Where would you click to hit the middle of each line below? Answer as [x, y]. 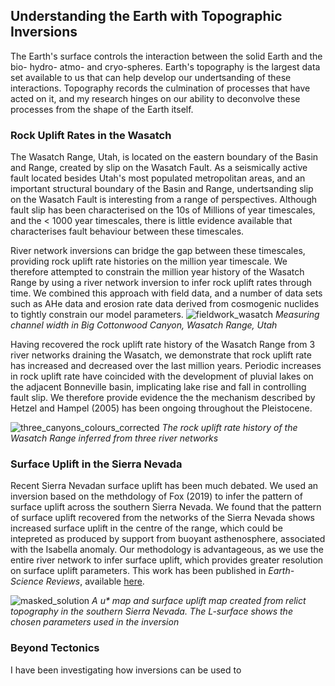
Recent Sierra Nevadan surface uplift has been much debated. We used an [164, 486]
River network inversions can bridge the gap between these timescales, [158, 251]
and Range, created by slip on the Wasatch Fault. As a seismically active [159, 168]
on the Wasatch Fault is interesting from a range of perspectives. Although [164, 200]
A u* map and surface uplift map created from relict [199, 601]
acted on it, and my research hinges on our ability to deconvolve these [155, 98]
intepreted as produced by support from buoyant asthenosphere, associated [168, 539]
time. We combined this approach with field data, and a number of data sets [166, 293]
